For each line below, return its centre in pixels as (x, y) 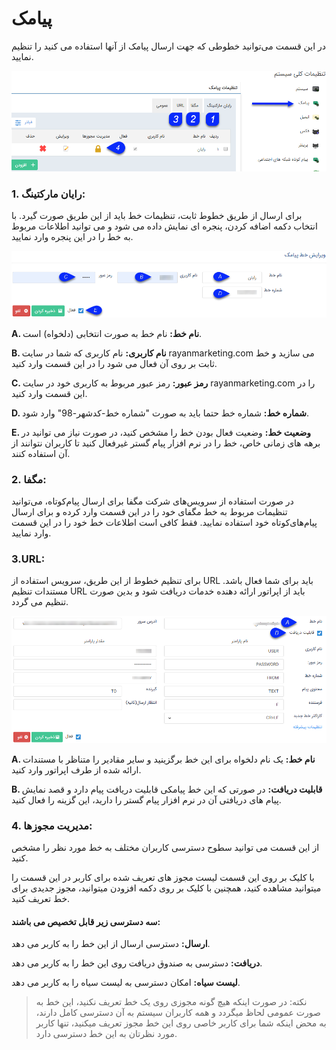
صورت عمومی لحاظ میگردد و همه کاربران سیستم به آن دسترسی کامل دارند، (178, 1013)
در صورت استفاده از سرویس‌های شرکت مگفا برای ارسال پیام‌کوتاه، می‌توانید (152, 501)
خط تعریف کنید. (41, 899)
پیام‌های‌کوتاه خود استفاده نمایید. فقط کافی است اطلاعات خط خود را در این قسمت (164, 523)
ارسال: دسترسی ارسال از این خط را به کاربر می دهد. (111, 944)
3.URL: (28, 559)
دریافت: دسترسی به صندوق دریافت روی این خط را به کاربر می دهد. (137, 963)
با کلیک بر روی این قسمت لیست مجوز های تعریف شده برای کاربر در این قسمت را (163, 878)
